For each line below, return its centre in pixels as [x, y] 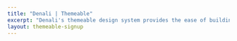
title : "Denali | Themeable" [50, 14]
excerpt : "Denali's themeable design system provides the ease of [107, 20]
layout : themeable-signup [45, 26]
